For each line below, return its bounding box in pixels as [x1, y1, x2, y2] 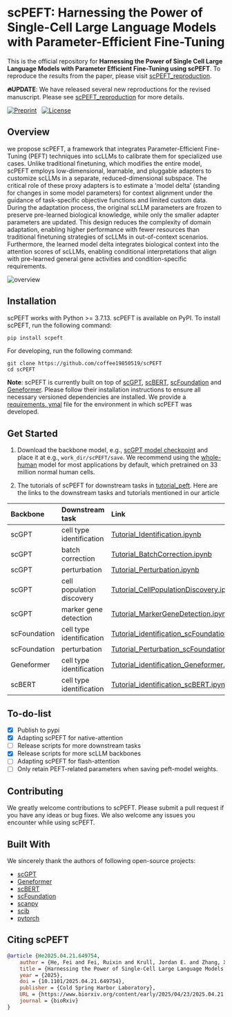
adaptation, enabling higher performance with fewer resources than [7, 225, 200, 233]
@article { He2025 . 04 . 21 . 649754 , [7, 952, 100, 959]
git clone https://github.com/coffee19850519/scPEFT [7, 360, 162, 367]
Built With [7, 838, 50, 850]
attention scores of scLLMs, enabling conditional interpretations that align [7, 247, 217, 255]
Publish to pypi [17, 726, 60, 735]
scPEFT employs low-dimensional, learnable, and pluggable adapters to [7, 166, 212, 175]
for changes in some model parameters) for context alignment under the [7, 188, 213, 197]
